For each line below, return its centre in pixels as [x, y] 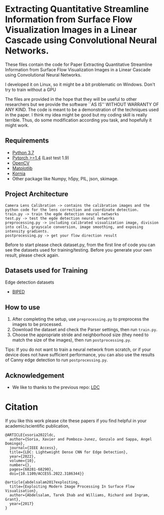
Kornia [19, 173]
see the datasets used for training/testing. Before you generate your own [79, 250]
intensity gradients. [27, 231]
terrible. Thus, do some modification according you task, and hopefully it [78, 120]
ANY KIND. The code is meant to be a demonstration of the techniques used [82, 110]
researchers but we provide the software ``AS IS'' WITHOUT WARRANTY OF [82, 104]
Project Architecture [37, 194]
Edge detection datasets [30, 282]
